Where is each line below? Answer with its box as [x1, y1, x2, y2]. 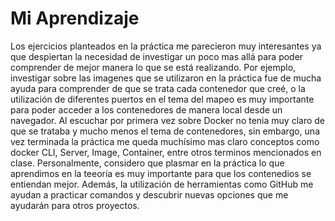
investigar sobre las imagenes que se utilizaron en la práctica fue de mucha [10, 72, 322, 84]
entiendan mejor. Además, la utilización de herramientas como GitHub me [10, 178, 314, 190]
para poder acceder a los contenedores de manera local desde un [10, 103, 283, 116]
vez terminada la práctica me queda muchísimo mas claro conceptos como [10, 135, 320, 147]
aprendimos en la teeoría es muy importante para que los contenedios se [10, 167, 312, 179]
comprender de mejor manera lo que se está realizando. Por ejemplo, [10, 61, 297, 73]
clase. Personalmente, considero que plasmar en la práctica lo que [10, 157, 285, 169]
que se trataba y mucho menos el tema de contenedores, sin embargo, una [10, 125, 320, 137]
